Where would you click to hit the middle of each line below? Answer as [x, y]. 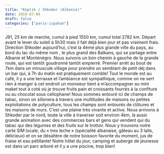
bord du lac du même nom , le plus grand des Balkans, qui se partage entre [81, 53]
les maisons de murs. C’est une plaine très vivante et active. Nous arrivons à [82, 110]
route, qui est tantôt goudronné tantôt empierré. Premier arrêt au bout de [78, 63]
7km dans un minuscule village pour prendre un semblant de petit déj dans [80, 68]
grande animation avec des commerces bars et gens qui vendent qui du [78, 120]
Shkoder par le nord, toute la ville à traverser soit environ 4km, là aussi [76, 115]
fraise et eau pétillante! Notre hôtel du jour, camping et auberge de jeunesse [82, 141]
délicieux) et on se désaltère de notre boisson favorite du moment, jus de [79, 136]
